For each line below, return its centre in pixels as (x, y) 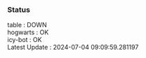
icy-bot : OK (25, 40)
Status (19, 10)
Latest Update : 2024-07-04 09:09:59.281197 (73, 48)
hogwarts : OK (28, 32)
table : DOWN (27, 25)
